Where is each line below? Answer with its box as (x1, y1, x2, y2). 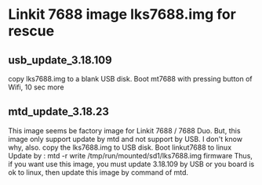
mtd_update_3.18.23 (8, 105, 110, 118)
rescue (8, 22, 55, 40)
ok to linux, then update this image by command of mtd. (8, 167, 189, 177)
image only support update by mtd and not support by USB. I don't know (8, 134, 243, 143)
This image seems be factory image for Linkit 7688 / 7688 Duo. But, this (8, 125, 241, 135)
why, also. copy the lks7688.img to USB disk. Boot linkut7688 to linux (8, 143, 232, 152)
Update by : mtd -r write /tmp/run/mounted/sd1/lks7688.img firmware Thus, (8, 151, 253, 160)
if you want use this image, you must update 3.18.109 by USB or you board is (8, 159, 255, 169)
